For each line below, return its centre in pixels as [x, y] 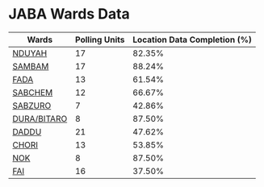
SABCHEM [33, 92]
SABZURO [32, 106]
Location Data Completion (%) [192, 39]
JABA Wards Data [69, 14]
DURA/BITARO [40, 118]
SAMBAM [31, 66]
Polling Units [100, 39]
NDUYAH [30, 53]
